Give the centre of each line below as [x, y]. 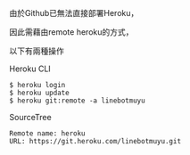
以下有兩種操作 [37, 51]
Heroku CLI [30, 69]
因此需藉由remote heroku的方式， [71, 32]
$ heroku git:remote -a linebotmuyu [77, 101]
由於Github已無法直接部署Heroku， [74, 13]
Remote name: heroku [48, 134]
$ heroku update [39, 93]
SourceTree [30, 117]
